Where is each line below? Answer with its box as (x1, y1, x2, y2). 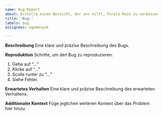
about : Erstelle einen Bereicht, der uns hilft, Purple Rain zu (5, 12, 138, 16)
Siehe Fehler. (12, 77, 38, 83)
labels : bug (5, 20, 29, 26)
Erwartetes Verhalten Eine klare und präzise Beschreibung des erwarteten (5, 86, 155, 92)
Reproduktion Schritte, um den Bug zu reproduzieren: (5, 52, 113, 58)
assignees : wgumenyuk (5, 25, 49, 30)
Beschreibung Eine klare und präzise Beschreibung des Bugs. (5, 43, 130, 48)
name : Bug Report (5, 7, 40, 12)
